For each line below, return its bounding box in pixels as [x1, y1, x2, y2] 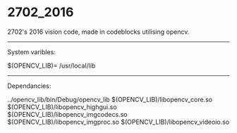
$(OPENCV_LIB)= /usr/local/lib [7, 61, 96, 70]
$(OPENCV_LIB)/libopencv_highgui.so [7, 103, 118, 111]
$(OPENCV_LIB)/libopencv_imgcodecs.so [7, 110, 128, 118]
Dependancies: [7, 82, 51, 90]
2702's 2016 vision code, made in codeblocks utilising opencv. [7, 27, 190, 36]
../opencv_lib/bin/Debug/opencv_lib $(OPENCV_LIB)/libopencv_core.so [7, 95, 213, 103]
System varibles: [7, 47, 56, 56]
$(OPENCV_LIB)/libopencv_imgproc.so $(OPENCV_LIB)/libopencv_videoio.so [7, 118, 230, 126]
